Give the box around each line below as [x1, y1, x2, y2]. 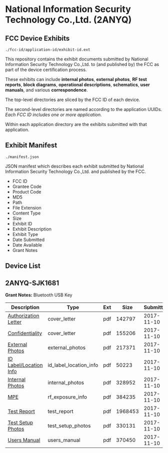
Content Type [12, 210, 41, 216]
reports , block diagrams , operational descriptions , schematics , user [5, 81, 150, 87]
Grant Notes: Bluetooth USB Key [5, 292, 72, 298]
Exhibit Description [12, 226, 51, 232]
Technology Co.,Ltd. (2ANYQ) [5, 14, 132, 25]
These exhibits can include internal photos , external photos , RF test [5, 76, 147, 82]
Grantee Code [12, 183, 41, 189]
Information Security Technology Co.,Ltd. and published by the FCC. [5, 168, 146, 174]
